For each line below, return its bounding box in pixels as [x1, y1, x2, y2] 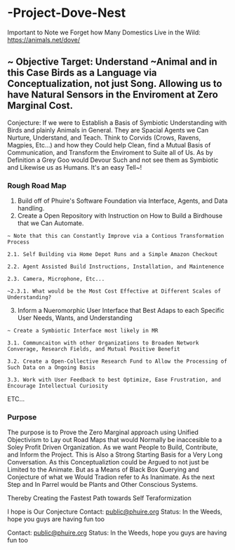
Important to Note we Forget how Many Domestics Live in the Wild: [7, 28, 201, 36]
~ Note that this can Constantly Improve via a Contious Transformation [7, 233, 224, 240]
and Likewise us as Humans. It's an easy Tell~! [7, 163, 142, 171]
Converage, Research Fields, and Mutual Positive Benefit [7, 346, 180, 353]
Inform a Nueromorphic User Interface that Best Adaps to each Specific [17, 307, 224, 315]
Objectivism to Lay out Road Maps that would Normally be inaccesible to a [7, 436, 222, 444]
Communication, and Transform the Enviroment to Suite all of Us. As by [7, 148, 213, 156]
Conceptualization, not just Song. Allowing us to [7, 78, 222, 90]
